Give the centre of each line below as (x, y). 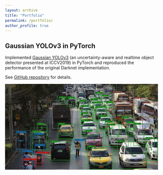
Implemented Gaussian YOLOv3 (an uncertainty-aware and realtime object (80, 58)
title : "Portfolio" (25, 15)
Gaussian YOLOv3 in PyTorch (50, 46)
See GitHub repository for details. (38, 77)
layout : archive (21, 10)
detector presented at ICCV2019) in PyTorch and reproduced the (70, 63)
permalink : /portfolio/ (29, 20)
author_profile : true (27, 26)
